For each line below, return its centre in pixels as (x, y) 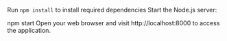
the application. (29, 30)
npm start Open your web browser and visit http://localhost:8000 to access (113, 23)
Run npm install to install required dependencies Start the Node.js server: (112, 10)
